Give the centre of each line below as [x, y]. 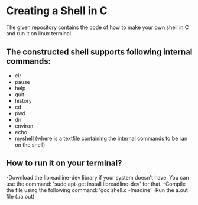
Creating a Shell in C [57, 11]
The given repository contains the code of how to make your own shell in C [98, 27]
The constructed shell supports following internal [99, 52]
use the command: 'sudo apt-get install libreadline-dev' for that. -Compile [96, 184]
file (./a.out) [20, 196]
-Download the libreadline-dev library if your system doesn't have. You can [98, 177]
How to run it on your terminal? [64, 163]
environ [24, 126]
